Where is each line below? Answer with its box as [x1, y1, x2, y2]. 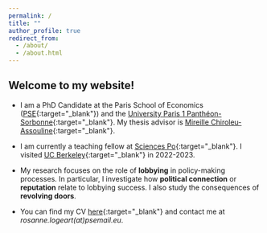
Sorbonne [19, 117, 54, 127]
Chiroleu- [210, 117, 242, 127]
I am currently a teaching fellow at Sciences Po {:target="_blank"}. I [19, 141, 243, 151]
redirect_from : [8, 34, 60, 43]
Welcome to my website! [8, 79, 135, 92]
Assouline [19, 125, 54, 135]
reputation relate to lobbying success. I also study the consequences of [19, 182, 260, 192]
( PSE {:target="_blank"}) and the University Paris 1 [19, 108, 185, 118]
